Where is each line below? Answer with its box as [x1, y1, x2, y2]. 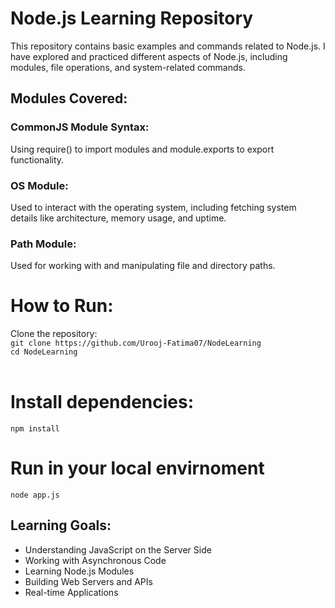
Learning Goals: [10, 517, 112, 534]
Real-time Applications [24, 586, 119, 598]
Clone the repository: [10, 328, 98, 340]
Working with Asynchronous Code [24, 554, 167, 566]
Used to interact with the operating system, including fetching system [10, 201, 297, 213]
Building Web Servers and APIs [24, 575, 153, 587]
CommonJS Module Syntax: [10, 120, 150, 134]
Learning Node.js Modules [24, 565, 135, 577]
